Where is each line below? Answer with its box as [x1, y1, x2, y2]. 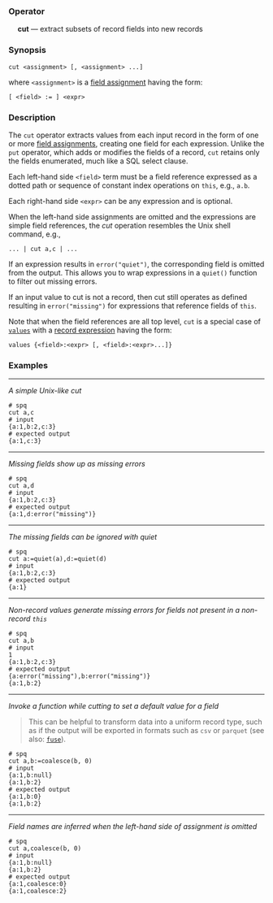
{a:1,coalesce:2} [8, 888, 67, 896]
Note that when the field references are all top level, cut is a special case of [8, 316, 262, 326]
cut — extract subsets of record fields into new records [17, 24, 203, 34]
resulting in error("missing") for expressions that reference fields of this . [8, 301, 258, 310]
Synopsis [8, 45, 46, 56]
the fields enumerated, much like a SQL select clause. [8, 156, 188, 166]
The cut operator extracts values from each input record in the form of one [8, 130, 259, 140]
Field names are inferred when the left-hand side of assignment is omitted [8, 822, 258, 831]
